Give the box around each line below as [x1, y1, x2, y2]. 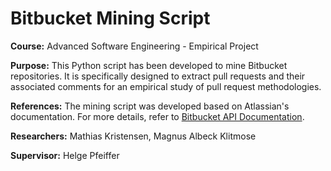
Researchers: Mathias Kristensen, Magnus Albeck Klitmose [10, 130, 257, 142]
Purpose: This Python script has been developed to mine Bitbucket [10, 59, 288, 71]
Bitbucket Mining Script [10, 7, 211, 30]
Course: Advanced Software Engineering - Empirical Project [10, 40, 259, 52]
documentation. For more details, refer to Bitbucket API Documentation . [10, 110, 305, 122]
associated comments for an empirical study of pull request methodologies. [10, 80, 322, 92]
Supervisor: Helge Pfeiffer [10, 149, 120, 161]
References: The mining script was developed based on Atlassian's [10, 100, 290, 112]
